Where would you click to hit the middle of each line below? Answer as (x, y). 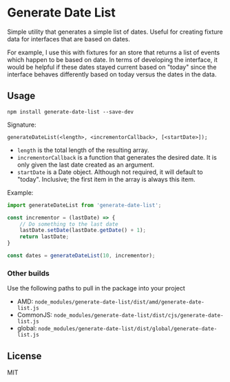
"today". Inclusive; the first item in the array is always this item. (106, 179)
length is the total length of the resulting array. (83, 150)
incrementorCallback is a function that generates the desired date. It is (117, 157)
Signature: (22, 125)
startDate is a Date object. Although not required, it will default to (110, 172)
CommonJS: (35, 315)
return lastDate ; (44, 237)
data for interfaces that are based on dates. (69, 39)
